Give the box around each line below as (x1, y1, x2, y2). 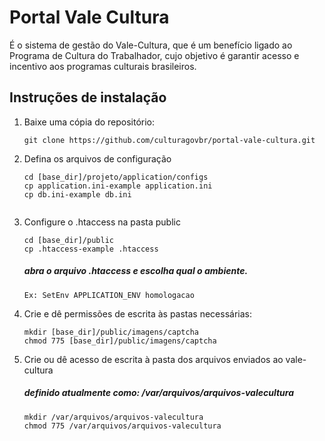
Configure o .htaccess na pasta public (23, 216, 181, 228)
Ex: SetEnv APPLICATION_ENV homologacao (23, 290, 195, 300)
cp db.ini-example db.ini (23, 189, 132, 200)
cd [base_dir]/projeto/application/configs (23, 172, 209, 182)
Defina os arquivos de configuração (23, 152, 172, 165)
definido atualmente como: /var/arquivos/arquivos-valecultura (23, 387, 294, 399)
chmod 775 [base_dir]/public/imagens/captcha (23, 336, 217, 346)
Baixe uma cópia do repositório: (23, 116, 156, 128)
